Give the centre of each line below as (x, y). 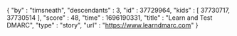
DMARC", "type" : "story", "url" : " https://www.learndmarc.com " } (102, 25)
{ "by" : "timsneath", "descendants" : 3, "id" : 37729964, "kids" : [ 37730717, (118, 10)
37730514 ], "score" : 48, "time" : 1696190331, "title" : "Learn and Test (110, 18)
